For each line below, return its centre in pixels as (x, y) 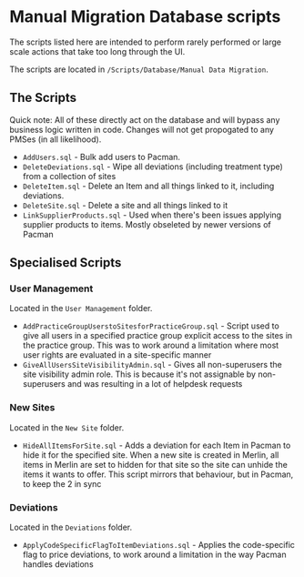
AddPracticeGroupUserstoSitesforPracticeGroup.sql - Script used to (151, 326)
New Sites (32, 408)
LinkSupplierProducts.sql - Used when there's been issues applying (152, 215)
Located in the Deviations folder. (71, 527)
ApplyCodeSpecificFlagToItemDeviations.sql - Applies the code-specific (159, 545)
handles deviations (58, 564)
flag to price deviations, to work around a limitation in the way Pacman (154, 555)
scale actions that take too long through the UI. (97, 51)
